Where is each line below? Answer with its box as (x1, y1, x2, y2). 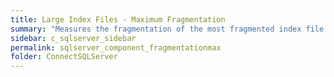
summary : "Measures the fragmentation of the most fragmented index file (10, 24, 325, 34)
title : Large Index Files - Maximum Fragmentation (10, 14, 226, 25)
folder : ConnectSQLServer (10, 52, 118, 62)
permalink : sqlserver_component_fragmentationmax (10, 42, 222, 53)
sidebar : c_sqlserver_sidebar (10, 33, 137, 43)
